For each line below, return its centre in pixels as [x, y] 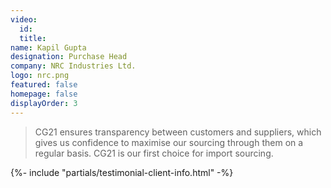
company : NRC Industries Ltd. [73, 66]
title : [33, 38]
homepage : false [44, 94]
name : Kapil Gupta [48, 47]
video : [24, 19]
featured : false [44, 85]
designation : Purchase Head [69, 57]
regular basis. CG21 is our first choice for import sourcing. [154, 153]
